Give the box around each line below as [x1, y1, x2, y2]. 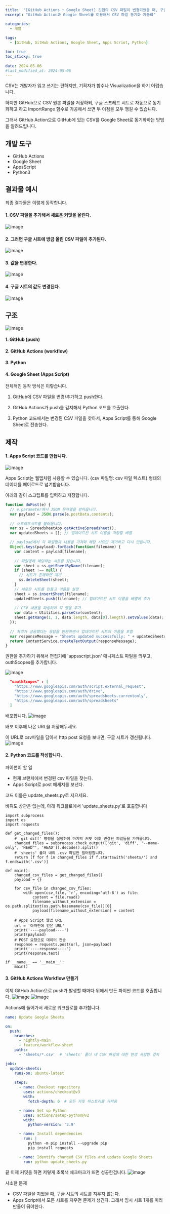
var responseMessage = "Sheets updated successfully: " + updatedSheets [10, 634, 166, 639]
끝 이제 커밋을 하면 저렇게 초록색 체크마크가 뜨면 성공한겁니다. [5, 1169, 127, 1175]
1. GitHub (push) [5, 336, 40, 342]
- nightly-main [18, 1038, 51, 1043]
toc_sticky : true [5, 54, 42, 59]
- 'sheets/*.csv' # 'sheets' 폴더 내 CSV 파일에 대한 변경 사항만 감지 [18, 1052, 159, 1058]
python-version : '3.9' [27, 1122, 76, 1127]
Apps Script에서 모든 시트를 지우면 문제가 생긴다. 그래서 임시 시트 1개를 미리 [12, 1197, 163, 1203]
